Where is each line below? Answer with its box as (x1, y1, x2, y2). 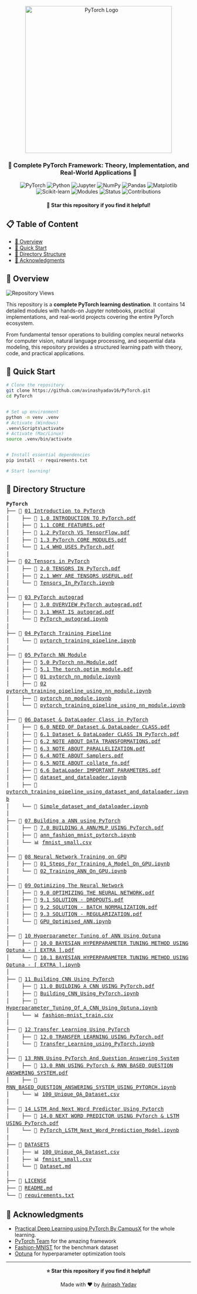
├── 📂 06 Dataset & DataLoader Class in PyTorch (6, 716, 148, 723)
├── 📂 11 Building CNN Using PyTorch (6, 976, 115, 982)
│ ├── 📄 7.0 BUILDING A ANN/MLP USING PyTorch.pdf (6, 825, 164, 831)
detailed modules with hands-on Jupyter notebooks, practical (6, 307, 155, 314)
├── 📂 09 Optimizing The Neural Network (6, 882, 124, 889)
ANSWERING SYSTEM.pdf (6, 1069, 69, 1076)
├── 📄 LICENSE (6, 1178, 47, 1184)
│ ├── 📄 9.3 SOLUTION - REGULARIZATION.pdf (6, 911, 142, 918)
